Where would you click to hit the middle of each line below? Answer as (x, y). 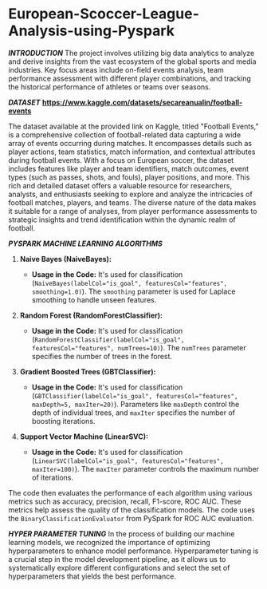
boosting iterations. (63, 421)
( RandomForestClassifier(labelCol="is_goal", (108, 339)
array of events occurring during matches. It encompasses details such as (130, 143)
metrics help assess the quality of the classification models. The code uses (132, 510)
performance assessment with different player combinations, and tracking (130, 78)
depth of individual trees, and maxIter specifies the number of (133, 413)
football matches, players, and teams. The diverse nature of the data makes (132, 202)
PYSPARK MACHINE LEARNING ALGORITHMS (86, 243)
